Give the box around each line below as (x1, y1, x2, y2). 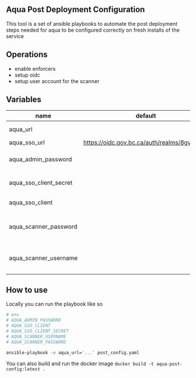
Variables (6, 95, 42, 105)
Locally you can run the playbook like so (6, 301, 103, 308)
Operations (6, 50, 48, 60)
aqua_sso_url (9, 139, 45, 147)
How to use (6, 285, 48, 295)
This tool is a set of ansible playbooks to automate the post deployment (6, 20, 178, 27)
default (135, 112, 156, 120)
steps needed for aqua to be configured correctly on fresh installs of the (6, 26, 180, 33)
